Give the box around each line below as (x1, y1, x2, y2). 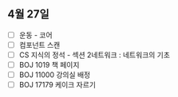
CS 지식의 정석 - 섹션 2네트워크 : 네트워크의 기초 (18, 50, 171, 60)
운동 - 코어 (18, 30, 53, 40)
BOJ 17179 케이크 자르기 (18, 80, 97, 90)
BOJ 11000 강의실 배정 (18, 70, 91, 80)
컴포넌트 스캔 (18, 40, 61, 49)
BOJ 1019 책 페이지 (18, 60, 80, 69)
